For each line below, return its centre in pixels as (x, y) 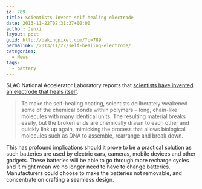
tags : (13, 62)
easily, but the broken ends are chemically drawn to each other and (105, 123)
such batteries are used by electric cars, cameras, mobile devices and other (101, 154)
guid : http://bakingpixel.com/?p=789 (54, 40)
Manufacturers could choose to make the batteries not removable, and (94, 173)
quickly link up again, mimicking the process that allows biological (103, 129)
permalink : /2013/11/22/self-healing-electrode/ (69, 46)
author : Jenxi (24, 29)
